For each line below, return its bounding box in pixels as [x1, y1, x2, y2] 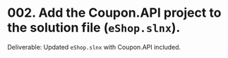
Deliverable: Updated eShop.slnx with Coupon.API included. [7, 43, 181, 51]
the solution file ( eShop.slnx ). [7, 20, 181, 36]
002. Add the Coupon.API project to [7, 5, 222, 21]
